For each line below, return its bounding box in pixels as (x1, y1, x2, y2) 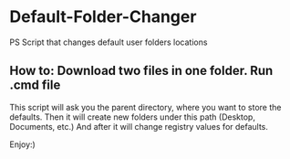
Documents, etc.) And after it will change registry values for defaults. (9, 121, 269, 132)
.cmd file (9, 78, 61, 93)
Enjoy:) (9, 139, 36, 150)
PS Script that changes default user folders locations (9, 37, 208, 48)
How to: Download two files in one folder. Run (9, 63, 274, 79)
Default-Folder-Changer (9, 6, 197, 27)
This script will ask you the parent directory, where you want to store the (9, 101, 282, 112)
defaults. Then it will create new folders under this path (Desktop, (9, 111, 255, 122)
